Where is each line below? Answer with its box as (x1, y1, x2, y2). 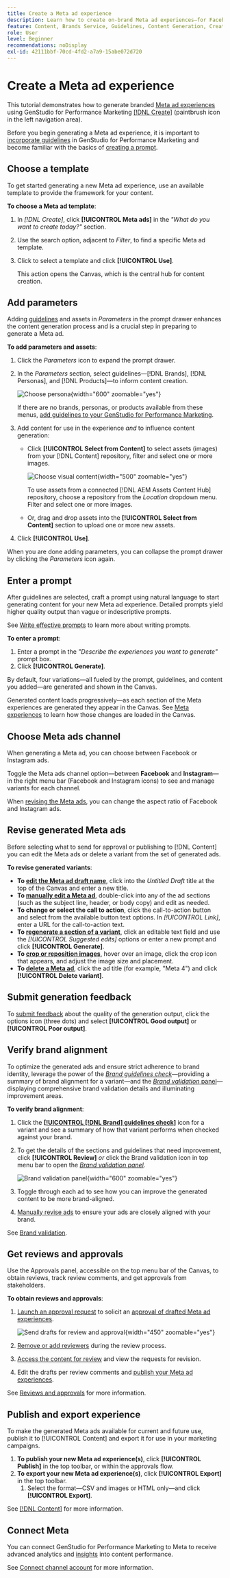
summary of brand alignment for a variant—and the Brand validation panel (7, 1077, 217, 1085)
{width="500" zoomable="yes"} (97, 472, 188, 481)
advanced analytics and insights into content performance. (7, 1550, 173, 1558)
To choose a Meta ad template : (7, 202, 97, 210)
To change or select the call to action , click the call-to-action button (16, 906, 212, 914)
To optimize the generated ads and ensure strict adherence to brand (7, 1062, 200, 1071)
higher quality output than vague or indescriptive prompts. (7, 608, 172, 616)
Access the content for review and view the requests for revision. (16, 1355, 201, 1363)
